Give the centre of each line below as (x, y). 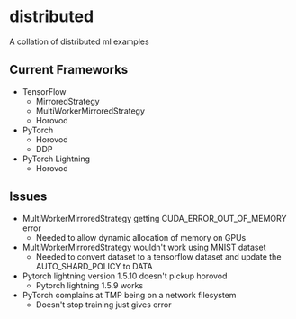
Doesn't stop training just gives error (103, 305)
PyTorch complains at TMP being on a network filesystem (129, 295)
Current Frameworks (69, 70)
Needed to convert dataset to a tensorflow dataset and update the (158, 256)
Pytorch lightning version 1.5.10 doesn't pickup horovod (125, 276)
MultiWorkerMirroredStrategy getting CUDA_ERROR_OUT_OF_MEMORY (154, 218)
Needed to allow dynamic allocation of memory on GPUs (141, 237)
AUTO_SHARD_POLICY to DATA (94, 266)
